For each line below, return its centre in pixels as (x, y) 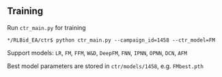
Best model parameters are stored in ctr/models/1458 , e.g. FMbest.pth (105, 66)
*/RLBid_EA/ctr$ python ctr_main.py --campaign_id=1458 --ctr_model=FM (111, 40)
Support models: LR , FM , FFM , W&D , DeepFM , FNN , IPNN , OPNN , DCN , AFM (97, 52)
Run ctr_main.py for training (47, 27)
